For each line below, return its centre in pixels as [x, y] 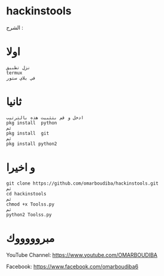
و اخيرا [21, 167]
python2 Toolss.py [29, 214]
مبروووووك [30, 238]
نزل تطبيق [18, 68]
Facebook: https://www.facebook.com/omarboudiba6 [72, 266]
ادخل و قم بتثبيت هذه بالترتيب [45, 118]
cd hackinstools [26, 194]
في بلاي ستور [21, 78]
